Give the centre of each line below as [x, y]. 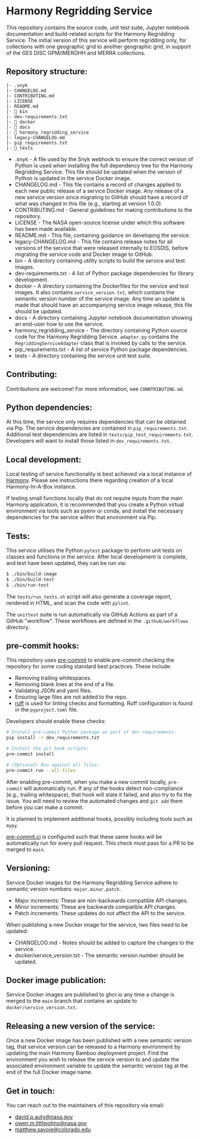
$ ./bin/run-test [28, 585]
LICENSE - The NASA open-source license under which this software [100, 223]
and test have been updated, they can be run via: [66, 563]
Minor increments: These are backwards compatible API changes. [96, 907]
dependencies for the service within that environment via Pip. [82, 517]
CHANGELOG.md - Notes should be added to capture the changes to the [104, 942]
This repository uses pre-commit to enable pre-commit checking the [90, 660]
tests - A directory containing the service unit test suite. [83, 356]
